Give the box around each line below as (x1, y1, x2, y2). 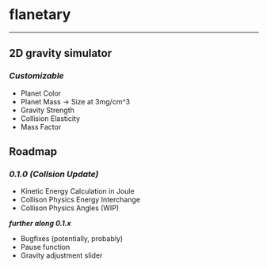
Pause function (20, 243, 71, 252)
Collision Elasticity (20, 113, 81, 123)
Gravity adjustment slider (20, 251, 103, 260)
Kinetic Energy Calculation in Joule (20, 187, 135, 196)
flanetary (9, 6, 71, 24)
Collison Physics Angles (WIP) (20, 203, 120, 213)
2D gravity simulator (9, 47, 113, 60)
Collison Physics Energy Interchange (20, 195, 141, 205)
